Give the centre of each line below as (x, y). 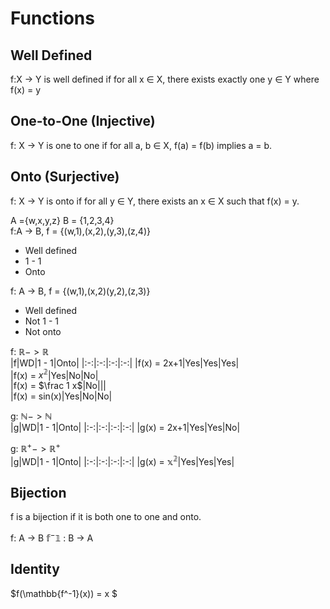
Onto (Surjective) (65, 177)
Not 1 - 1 (41, 321)
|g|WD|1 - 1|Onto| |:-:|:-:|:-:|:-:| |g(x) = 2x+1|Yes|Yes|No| (125, 428)
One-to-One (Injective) (83, 121)
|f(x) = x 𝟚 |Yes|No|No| (54, 374)
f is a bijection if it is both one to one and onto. (106, 517)
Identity (35, 569)
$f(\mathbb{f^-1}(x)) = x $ (64, 593)
